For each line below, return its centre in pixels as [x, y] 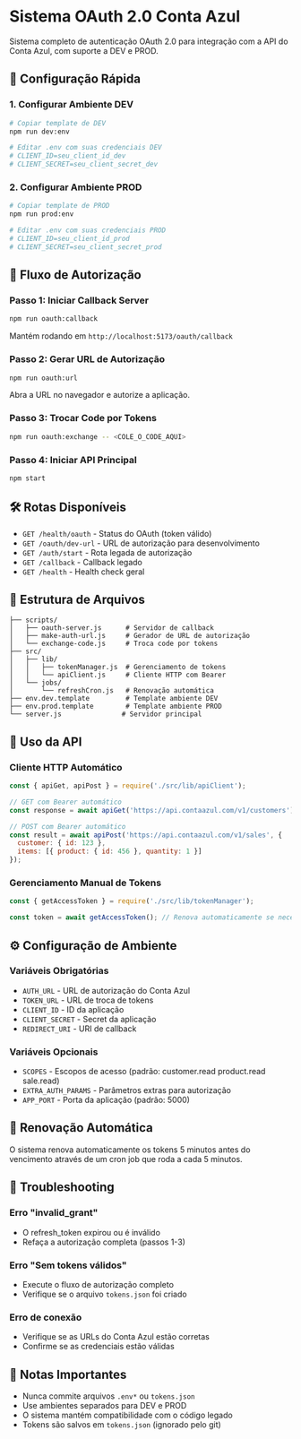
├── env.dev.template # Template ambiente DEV [114, 699]
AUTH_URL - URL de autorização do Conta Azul [106, 990]
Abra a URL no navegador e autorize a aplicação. [100, 395]
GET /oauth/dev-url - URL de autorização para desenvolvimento [141, 543]
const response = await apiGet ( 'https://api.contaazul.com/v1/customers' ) [152, 810]
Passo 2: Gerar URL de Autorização [87, 359]
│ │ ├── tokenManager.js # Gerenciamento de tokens [118, 668]
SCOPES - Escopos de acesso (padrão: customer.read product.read [144, 1072]
